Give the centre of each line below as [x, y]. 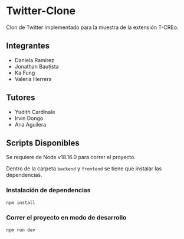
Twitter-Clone [41, 11]
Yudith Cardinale [35, 112]
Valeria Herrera [33, 79]
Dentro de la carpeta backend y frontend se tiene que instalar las [84, 169]
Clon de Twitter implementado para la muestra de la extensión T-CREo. [92, 27]
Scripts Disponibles [43, 143]
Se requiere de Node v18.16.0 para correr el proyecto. [71, 157]
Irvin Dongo [29, 118]
